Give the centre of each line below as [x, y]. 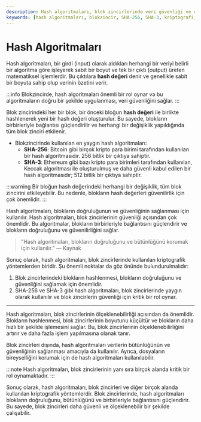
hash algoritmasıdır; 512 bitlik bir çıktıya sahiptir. [83, 175]
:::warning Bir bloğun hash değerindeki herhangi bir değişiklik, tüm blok [94, 187]
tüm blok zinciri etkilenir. [36, 131]
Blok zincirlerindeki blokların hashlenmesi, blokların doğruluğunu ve [98, 278]
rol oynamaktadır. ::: [31, 376]
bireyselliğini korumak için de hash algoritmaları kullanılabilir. [80, 358]
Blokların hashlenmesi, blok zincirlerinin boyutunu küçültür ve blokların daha [100, 321]
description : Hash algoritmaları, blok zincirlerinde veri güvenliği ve [99, 12]
